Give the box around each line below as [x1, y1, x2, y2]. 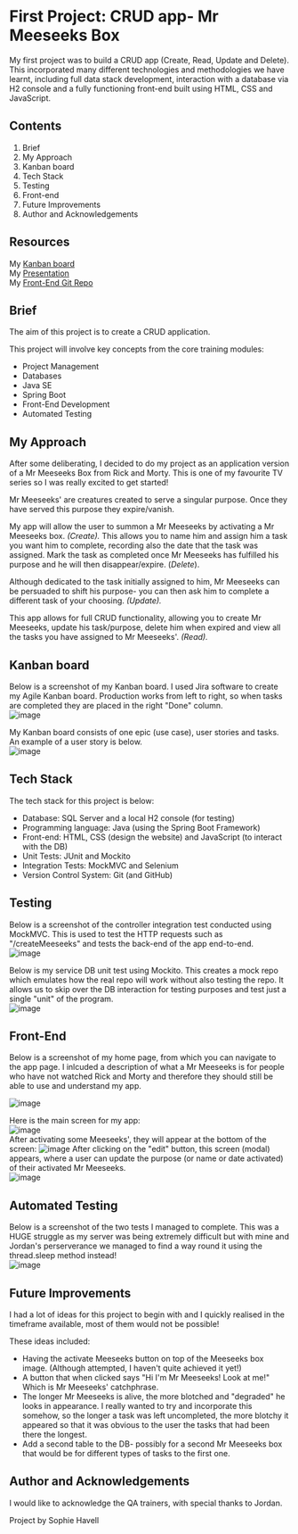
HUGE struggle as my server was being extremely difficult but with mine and [9, 1231, 289, 1242]
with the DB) [21, 841, 68, 851]
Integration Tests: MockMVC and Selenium [21, 859, 180, 871]
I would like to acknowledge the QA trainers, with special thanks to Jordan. [9, 1497, 283, 1508]
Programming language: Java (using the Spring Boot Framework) [21, 822, 261, 833]
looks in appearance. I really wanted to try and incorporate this [21, 1401, 253, 1412]
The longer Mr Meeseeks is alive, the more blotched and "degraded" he [21, 1391, 286, 1402]
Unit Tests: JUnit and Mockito [21, 850, 131, 861]
